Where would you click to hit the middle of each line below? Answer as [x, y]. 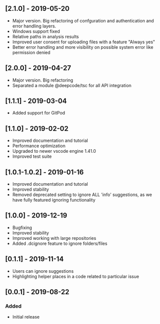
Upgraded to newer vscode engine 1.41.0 [54, 151]
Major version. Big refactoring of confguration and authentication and [83, 20]
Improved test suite [32, 156]
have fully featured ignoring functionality [54, 200]
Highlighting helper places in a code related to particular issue [76, 276]
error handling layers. [34, 26]
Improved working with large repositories [54, 238]
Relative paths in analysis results [46, 36]
